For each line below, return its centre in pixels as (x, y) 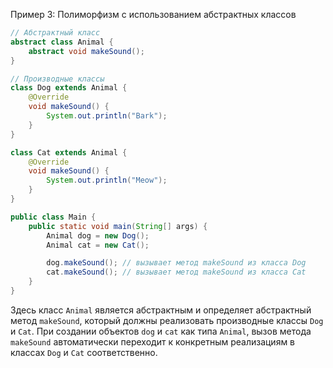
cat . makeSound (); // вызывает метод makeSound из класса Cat (176, 272)
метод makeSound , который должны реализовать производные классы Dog (167, 320)
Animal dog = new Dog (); (98, 235)
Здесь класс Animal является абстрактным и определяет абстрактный (161, 310)
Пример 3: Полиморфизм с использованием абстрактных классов (153, 14)
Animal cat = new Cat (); (98, 245)
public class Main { (53, 217)
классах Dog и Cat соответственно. (84, 352)
